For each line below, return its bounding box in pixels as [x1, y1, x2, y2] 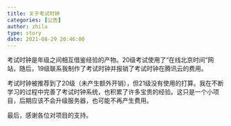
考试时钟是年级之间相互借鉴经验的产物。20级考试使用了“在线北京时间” [7, 56, 208, 64]
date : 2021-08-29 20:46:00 [7, 36, 85, 43]
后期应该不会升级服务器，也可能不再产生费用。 [19, 96, 153, 105]
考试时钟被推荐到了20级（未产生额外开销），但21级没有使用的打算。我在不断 [7, 79, 224, 87]
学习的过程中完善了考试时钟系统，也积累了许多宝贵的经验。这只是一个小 [7, 88, 213, 96]
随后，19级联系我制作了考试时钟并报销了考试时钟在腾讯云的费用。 [19, 64, 207, 73]
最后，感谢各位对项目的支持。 [7, 111, 92, 120]
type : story [7, 29, 41, 37]
